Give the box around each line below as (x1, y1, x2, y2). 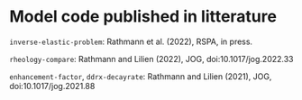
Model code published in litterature (9, 6, 278, 27)
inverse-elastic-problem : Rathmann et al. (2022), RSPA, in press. (9, 36, 253, 47)
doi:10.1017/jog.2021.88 (9, 80, 96, 91)
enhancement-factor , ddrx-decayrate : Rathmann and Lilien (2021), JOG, (9, 70, 272, 82)
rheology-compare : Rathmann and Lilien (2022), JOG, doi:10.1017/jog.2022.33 (9, 53, 295, 64)
